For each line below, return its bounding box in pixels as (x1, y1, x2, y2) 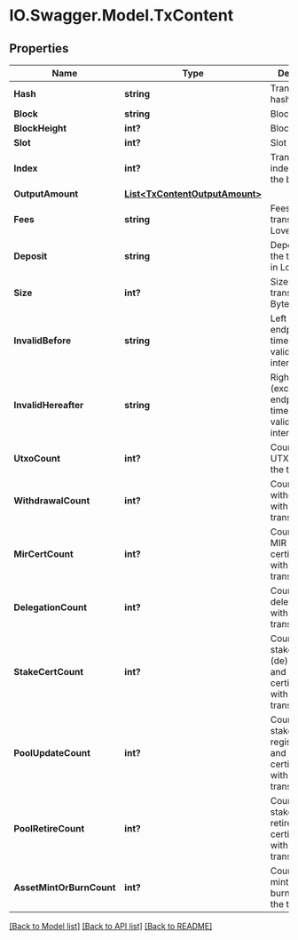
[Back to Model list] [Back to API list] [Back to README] (9, 921, 213, 931)
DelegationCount (13, 601, 87, 614)
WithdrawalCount (13, 494, 90, 507)
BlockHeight (13, 122, 67, 134)
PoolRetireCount (13, 823, 85, 834)
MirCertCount (13, 548, 74, 560)
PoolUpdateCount (13, 747, 91, 759)
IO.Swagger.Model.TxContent (9, 5, 234, 26)
